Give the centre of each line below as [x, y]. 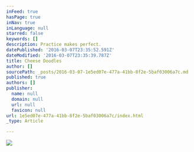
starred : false [25, 34]
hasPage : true [24, 17]
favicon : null [29, 110]
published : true [26, 77]
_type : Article [25, 121]
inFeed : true [22, 11]
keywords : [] [22, 39]
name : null [25, 94]
